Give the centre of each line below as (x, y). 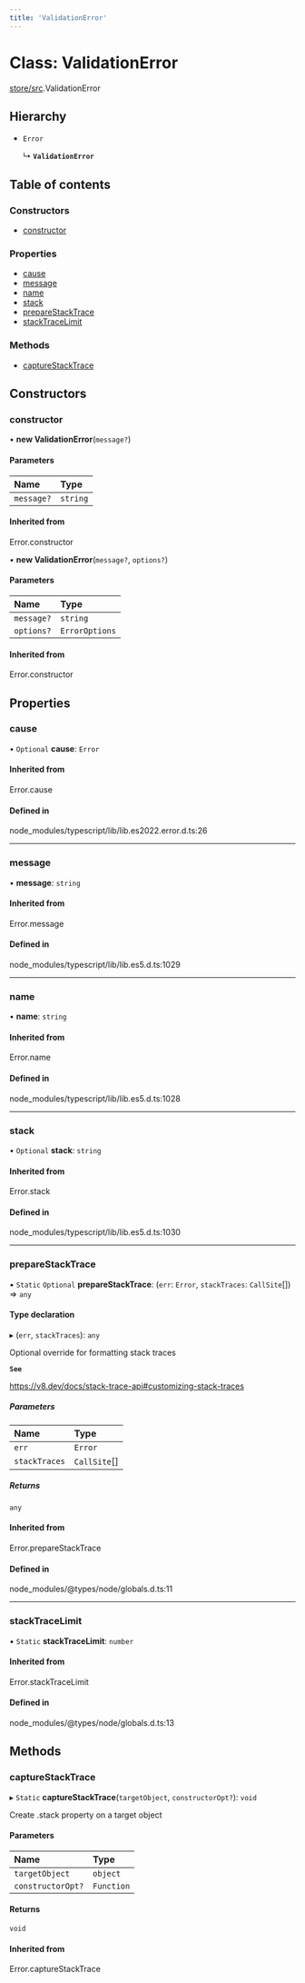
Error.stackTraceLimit (49, 1681)
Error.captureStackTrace (55, 1969)
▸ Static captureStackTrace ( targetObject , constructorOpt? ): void (133, 1797)
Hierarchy (38, 116)
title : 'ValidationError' (58, 18)
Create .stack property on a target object (86, 1815)
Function (111, 1886)
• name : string (38, 1016)
